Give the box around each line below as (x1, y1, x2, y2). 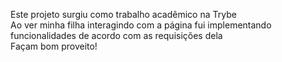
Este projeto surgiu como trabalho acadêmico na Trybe (10, 9, 237, 20)
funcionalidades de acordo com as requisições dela (10, 30, 223, 41)
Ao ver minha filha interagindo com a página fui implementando (10, 19, 272, 31)
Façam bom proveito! (10, 40, 98, 52)
